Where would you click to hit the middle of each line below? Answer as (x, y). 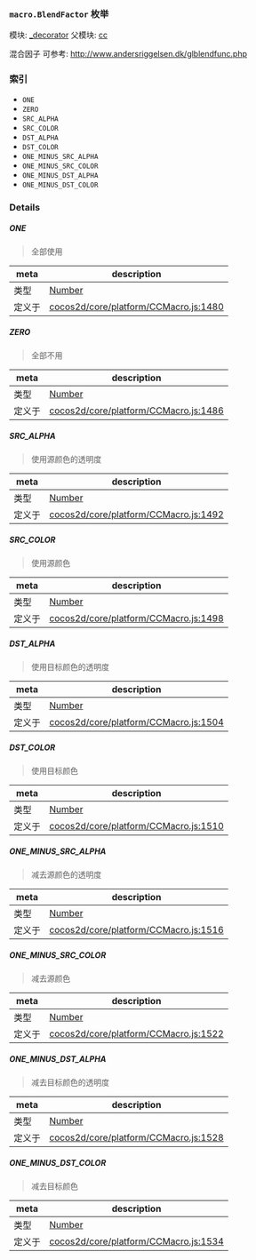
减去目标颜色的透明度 (70, 1082)
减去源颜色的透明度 (66, 875)
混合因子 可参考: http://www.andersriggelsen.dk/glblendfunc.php (128, 54)
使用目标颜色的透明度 (70, 667)
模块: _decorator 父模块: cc (59, 35)
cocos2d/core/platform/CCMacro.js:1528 (136, 1137)
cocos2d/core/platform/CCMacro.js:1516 (136, 930)
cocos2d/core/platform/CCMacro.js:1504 (136, 722)
